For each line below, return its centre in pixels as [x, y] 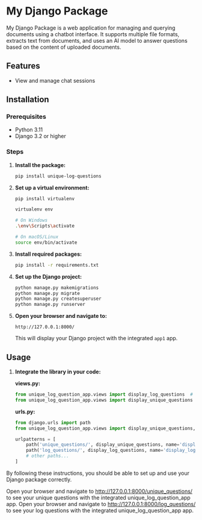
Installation [28, 100]
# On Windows [31, 220]
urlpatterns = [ [35, 439]
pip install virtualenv [45, 198]
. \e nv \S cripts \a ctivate [45, 226]
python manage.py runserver [50, 305]
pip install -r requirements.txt [57, 265]
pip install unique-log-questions [58, 176]
